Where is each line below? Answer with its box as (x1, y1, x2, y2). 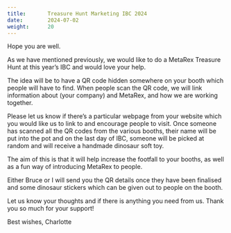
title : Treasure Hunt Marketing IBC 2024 (7, 10, 148, 17)
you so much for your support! (7, 204, 94, 213)
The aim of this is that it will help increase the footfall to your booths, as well (7, 155, 224, 163)
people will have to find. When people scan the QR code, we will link (7, 84, 203, 93)
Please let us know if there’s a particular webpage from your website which (7, 112, 222, 120)
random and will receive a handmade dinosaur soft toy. (7, 142, 164, 150)
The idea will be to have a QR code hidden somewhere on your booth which (7, 77, 224, 85)
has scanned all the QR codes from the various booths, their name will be (7, 127, 216, 136)
